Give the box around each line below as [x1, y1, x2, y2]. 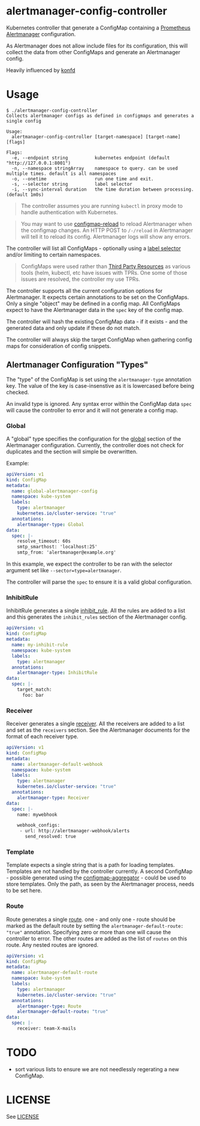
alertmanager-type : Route [17, 1003, 82, 1009]
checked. [6, 388, 29, 396]
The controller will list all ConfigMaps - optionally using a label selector [6, 245, 181, 252]
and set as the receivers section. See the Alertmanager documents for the [6, 726, 190, 734]
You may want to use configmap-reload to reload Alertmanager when [20, 220, 192, 227]
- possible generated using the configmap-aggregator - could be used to [6, 874, 187, 881]
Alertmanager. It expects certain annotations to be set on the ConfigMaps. [6, 293, 189, 301]
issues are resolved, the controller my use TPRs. [20, 275, 141, 283]
